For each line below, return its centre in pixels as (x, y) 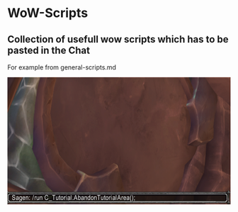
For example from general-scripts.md (62, 67)
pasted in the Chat (49, 50)
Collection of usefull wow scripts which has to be (118, 39)
